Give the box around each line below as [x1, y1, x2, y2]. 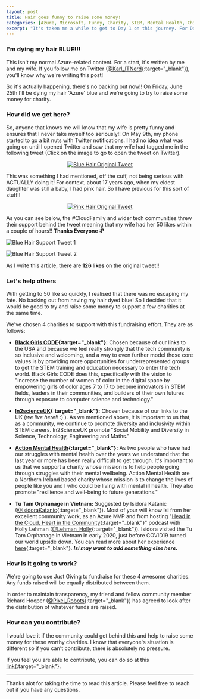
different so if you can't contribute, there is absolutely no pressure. [6, 645, 170, 652]
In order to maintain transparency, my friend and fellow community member [6, 591, 192, 598]
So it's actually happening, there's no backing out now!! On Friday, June [6, 83, 183, 90]
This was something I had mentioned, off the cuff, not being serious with [6, 172, 184, 180]
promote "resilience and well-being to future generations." [14, 488, 158, 496]
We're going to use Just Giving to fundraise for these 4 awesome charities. [6, 573, 190, 580]
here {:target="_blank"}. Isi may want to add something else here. [14, 545, 178, 552]
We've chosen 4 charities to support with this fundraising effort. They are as [6, 321, 193, 328]
